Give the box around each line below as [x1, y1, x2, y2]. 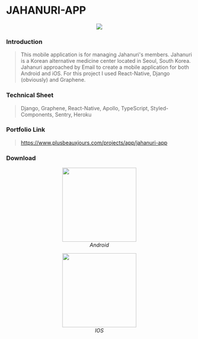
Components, [20, 111, 54, 118]
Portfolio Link [6, 126, 46, 134]
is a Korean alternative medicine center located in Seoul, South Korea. [20, 57, 191, 65]
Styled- [150, 104, 168, 111]
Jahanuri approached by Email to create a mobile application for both [20, 63, 189, 71]
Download [6, 153, 37, 162]
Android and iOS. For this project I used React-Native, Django [20, 70, 170, 77]
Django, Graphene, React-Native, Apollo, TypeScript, [20, 104, 150, 111]
